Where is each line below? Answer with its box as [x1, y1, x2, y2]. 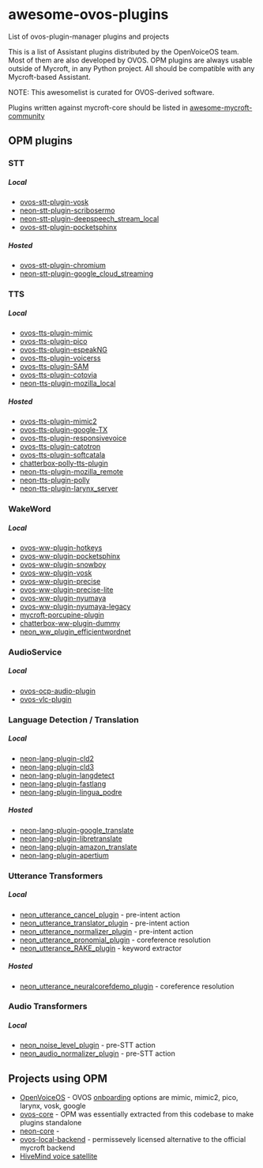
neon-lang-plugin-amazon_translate [19, 842, 137, 851]
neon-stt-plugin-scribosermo [19, 205, 115, 215]
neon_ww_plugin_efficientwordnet [19, 627, 132, 636]
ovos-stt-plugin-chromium [19, 261, 107, 270]
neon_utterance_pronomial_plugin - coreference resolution [19, 935, 211, 944]
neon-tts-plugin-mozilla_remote [19, 467, 124, 477]
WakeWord [8, 503, 51, 514]
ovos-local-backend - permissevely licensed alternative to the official [19, 1135, 246, 1144]
